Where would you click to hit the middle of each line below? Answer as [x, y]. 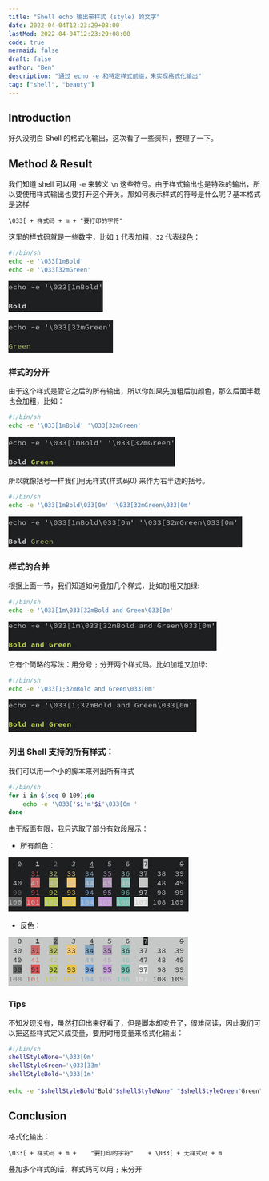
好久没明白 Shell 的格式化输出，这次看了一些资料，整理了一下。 [113, 138]
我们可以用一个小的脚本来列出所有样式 [71, 771]
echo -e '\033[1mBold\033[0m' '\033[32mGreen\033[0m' [100, 505]
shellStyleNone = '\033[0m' [51, 1058]
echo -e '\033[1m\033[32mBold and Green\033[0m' [91, 610]
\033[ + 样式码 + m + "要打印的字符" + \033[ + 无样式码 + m [115, 1153]
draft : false [30, 59]
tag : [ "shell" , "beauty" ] [51, 84]
